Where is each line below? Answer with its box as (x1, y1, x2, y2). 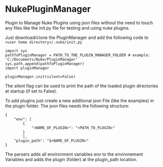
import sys (5, 48, 27, 53)
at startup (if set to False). (5, 88, 57, 94)
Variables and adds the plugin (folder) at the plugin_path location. (5, 156, 137, 162)
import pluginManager (5, 66, 50, 70)
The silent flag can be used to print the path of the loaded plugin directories (5, 83, 159, 89)
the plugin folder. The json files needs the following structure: (5, 102, 130, 109)
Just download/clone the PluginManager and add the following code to (5, 34, 149, 40)
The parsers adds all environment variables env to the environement (5, 151, 143, 157)
